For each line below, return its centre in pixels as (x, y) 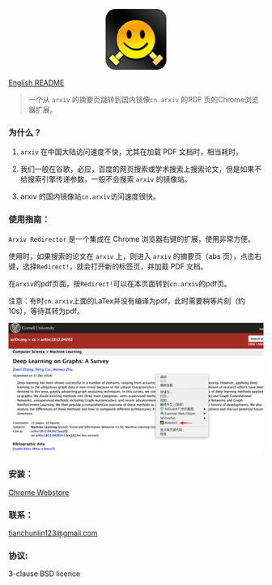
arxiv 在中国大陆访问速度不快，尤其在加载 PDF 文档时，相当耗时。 (131, 152)
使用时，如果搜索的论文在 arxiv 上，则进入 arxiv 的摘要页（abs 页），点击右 (135, 256)
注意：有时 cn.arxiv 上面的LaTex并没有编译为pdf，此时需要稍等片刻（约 (127, 300)
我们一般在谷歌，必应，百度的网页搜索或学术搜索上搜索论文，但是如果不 (140, 169)
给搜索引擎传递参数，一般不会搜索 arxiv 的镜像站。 (106, 179)
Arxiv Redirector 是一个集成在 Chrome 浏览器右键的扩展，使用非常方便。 (132, 239)
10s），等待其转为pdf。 (47, 311)
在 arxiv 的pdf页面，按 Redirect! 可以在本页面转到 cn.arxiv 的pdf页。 (120, 283)
